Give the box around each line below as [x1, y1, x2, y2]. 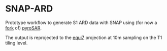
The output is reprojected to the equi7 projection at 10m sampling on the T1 [5, 34, 162, 40]
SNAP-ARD [5, 3, 53, 14]
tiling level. [5, 39, 28, 45]
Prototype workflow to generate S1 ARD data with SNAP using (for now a [5, 19, 157, 25]
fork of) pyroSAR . [5, 24, 42, 30]
